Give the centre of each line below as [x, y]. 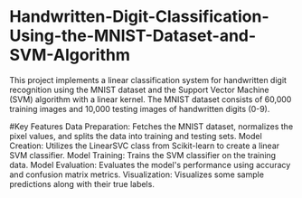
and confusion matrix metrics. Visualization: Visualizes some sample [137, 174]
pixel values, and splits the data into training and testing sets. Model [136, 136]
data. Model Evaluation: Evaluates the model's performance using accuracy [150, 165]
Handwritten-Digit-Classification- [139, 17]
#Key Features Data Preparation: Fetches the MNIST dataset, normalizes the [151, 126]
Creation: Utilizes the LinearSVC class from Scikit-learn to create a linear [145, 146]
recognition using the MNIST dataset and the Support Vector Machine [139, 90]
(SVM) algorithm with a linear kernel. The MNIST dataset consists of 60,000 [151, 99]
